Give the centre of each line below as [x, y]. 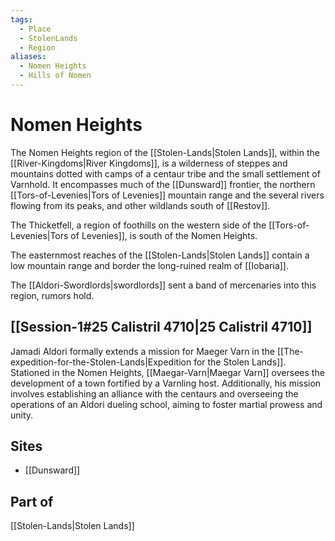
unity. [22, 415]
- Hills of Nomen [55, 76]
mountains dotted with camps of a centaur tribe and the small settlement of [165, 173]
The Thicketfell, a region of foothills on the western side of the [138, 225]
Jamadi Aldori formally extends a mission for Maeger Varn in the [142, 351]
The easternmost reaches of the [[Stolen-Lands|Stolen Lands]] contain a [160, 255]
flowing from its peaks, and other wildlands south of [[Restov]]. [140, 205]
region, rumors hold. [52, 295]
